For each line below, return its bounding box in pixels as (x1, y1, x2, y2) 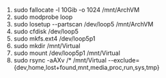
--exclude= (108, 56, 140, 64)
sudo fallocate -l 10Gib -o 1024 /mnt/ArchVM (13, 6, 140, 14)
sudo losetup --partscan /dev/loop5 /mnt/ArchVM (13, 20, 154, 28)
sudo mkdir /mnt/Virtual (13, 42, 81, 50)
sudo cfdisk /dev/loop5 (13, 27, 79, 35)
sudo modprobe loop (13, 13, 73, 21)
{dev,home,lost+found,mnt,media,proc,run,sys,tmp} (13, 64, 160, 71)
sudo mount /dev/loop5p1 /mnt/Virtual (13, 49, 121, 57)
